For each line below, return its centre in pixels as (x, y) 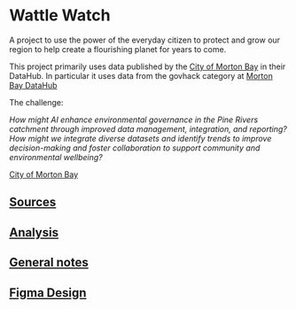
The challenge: (36, 102)
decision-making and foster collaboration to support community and (135, 148)
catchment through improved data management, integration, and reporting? (148, 128)
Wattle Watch (60, 15)
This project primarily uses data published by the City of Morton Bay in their (148, 66)
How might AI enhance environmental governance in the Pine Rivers (134, 120)
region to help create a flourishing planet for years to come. (118, 49)
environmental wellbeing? (56, 157)
